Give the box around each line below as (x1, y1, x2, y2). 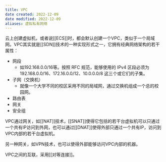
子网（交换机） (12, 77, 43, 83)
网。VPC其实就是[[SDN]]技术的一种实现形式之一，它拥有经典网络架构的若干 (5, 42, 160, 48)
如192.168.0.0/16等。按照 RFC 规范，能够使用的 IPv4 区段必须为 (19, 64, 150, 70)
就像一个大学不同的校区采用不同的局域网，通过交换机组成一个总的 (19, 83, 155, 89)
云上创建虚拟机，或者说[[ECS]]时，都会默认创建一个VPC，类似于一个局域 (5, 35, 155, 41)
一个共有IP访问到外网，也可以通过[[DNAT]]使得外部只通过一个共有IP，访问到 (5, 124, 162, 130)
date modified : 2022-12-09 (5, 16, 61, 21)
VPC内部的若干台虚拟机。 (5, 131, 58, 137)
